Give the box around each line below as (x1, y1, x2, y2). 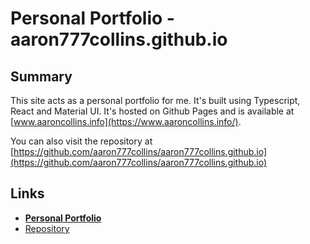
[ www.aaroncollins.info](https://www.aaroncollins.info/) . (10, 116, 242, 127)
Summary (10, 68, 73, 85)
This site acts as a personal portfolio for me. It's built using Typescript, (10, 95, 301, 106)
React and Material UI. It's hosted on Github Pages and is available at (10, 105, 295, 117)
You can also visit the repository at (10, 135, 153, 147)
